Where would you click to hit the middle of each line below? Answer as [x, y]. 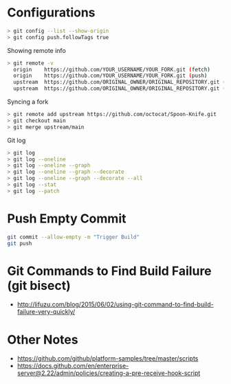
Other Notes [43, 340]
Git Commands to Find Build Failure [109, 271]
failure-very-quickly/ [46, 312]
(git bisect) [39, 285]
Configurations [51, 13]
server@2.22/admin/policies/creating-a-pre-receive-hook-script [109, 373]
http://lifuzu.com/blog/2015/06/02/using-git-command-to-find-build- [115, 304]
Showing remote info [37, 50]
